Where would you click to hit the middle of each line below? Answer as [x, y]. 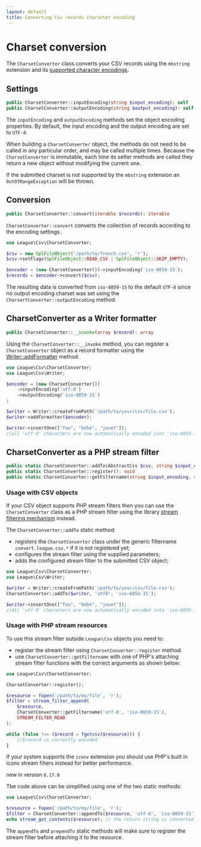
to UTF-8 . [17, 132]
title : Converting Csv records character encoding [71, 17]
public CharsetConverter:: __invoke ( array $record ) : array [80, 332]
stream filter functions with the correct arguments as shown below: [98, 663]
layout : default [26, 12]
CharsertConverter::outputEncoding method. [61, 300]
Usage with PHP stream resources [57, 626]
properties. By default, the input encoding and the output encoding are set [98, 126]
